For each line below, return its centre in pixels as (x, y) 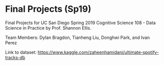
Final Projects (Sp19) (48, 9)
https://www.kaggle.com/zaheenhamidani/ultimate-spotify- (98, 52)
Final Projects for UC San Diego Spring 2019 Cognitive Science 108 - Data (81, 23)
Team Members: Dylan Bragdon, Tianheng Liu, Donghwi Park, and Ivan (78, 37)
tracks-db (15, 57)
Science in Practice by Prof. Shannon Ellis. (48, 28)
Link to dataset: (21, 52)
